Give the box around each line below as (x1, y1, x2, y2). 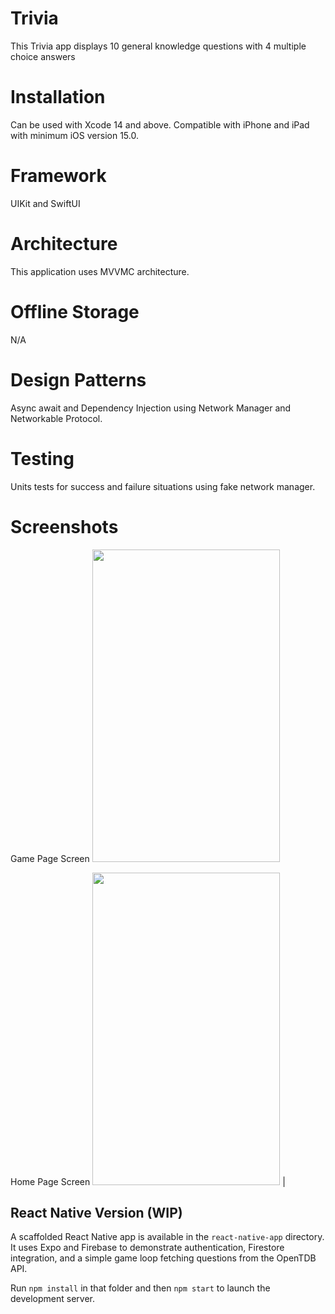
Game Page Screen (10, 852, 90, 864)
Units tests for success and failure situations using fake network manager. (10, 480, 316, 492)
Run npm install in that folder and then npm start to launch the (10, 1282, 271, 1294)
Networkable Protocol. (10, 412, 103, 424)
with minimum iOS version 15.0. (10, 129, 139, 141)
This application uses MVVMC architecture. (10, 265, 190, 277)
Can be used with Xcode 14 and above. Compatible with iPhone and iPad (10, 118, 310, 131)
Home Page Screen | (10, 1175, 286, 1187)
